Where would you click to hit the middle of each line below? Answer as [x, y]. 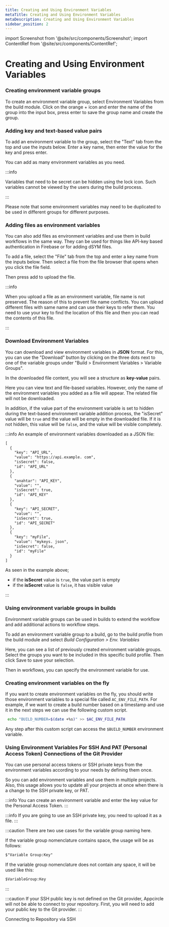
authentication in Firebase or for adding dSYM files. [59, 247]
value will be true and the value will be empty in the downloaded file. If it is [83, 419]
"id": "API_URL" [32, 467]
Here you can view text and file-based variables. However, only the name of [84, 388]
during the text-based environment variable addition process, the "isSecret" [84, 413]
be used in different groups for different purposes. [58, 212]
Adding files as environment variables [53, 225]
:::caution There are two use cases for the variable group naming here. [79, 831]
